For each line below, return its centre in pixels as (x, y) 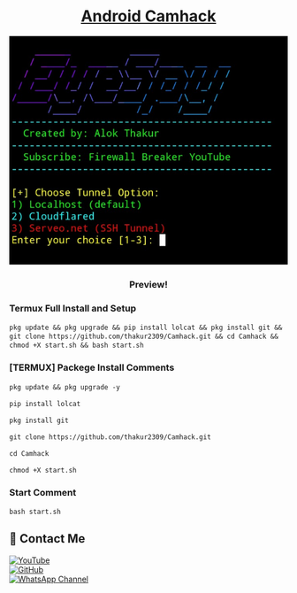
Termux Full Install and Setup (73, 309)
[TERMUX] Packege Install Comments (92, 367)
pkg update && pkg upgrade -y (65, 387)
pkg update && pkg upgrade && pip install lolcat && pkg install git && (146, 328)
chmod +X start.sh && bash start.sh (76, 346)
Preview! (148, 285)
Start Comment (43, 492)
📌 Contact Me (47, 539)
